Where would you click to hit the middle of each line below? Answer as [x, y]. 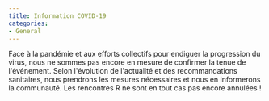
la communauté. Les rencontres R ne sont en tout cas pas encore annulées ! [135, 88]
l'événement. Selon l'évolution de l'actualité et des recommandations [123, 71]
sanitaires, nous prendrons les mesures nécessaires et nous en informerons [134, 80]
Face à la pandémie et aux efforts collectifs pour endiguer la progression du [134, 54]
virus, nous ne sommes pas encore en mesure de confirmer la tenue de [127, 62]
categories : [28, 23]
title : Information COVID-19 [57, 16]
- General [25, 31]
